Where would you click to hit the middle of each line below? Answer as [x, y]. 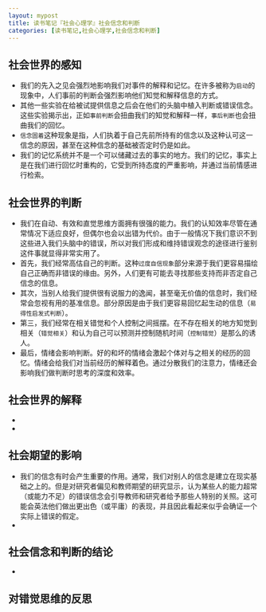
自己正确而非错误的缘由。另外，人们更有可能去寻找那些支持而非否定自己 [138, 273]
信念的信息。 [41, 283]
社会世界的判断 [45, 203]
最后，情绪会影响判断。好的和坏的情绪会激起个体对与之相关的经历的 [131, 353]
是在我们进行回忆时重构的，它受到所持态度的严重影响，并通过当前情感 [135, 165]
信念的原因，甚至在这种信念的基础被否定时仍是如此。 [107, 145]
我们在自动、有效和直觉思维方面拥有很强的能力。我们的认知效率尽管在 [135, 223]
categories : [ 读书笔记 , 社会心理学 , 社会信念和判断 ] [84, 30]
